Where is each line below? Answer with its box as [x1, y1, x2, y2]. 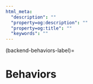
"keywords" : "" [11, 31, 49, 37]
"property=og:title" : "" [11, 25, 72, 31]
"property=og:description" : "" [11, 20, 88, 25]
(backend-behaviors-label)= [5, 47, 75, 54]
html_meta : [5, 8, 33, 15]
